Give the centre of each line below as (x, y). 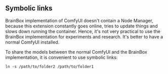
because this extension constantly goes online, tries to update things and (81, 26)
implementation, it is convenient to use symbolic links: (61, 57)
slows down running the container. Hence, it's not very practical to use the (83, 31)
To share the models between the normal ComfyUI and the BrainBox (76, 52)
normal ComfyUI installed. (32, 42)
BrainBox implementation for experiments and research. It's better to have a (84, 36)
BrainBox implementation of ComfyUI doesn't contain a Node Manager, (79, 20)
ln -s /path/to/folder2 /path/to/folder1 (50, 66)
